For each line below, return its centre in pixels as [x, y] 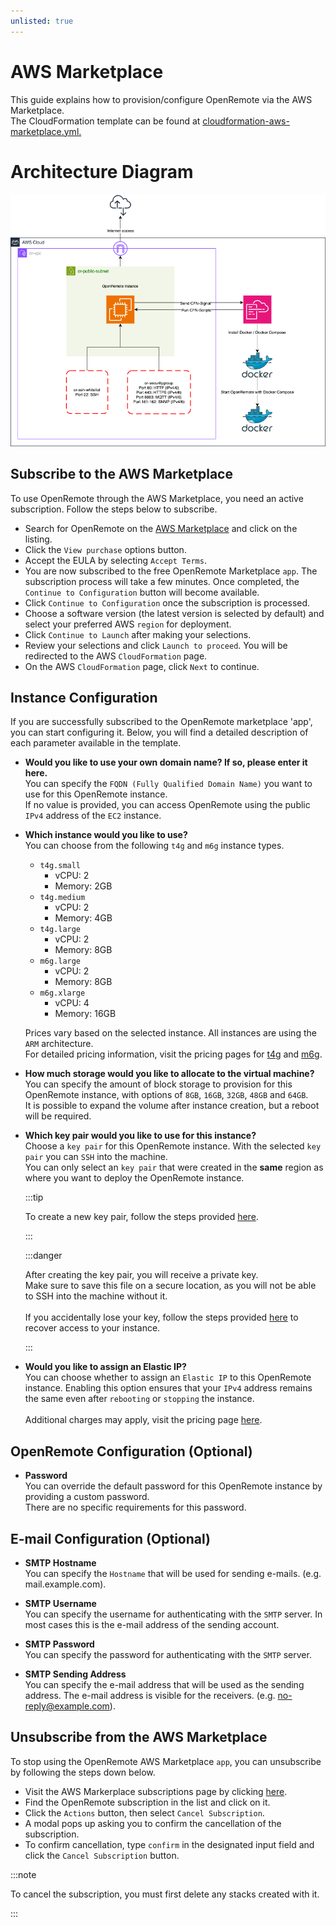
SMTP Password [59, 1644]
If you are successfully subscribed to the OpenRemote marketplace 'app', [161, 722]
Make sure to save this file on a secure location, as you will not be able [170, 1286]
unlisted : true [42, 21]
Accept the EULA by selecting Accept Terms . [115, 560]
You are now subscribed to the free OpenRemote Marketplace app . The [171, 571]
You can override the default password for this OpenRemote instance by [173, 1486]
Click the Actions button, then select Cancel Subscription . [144, 1812]
